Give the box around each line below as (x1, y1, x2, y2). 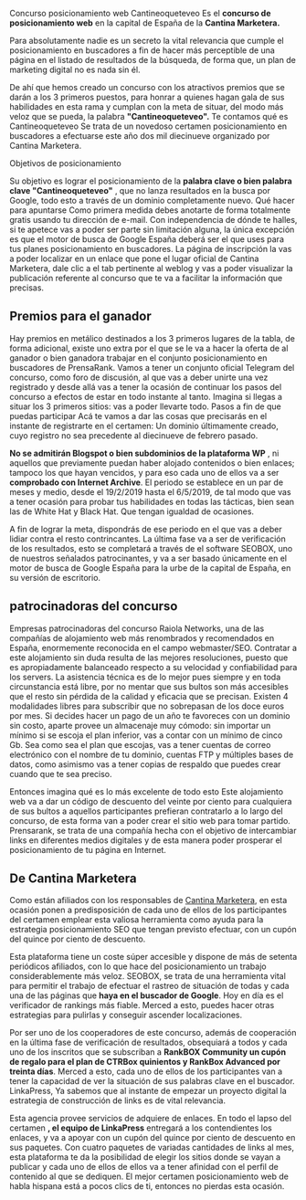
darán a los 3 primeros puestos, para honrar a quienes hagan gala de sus (9, 91, 285, 102)
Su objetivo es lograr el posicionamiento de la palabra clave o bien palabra (9, 175, 292, 186)
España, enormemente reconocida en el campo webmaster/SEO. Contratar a (9, 642, 298, 653)
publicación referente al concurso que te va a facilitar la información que (9, 273, 283, 283)
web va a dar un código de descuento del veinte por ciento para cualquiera (9, 795, 292, 806)
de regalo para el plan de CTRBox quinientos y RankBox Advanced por (9, 1057, 281, 1068)
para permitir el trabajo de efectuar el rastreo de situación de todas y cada (9, 981, 290, 992)
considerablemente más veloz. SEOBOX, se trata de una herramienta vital (9, 971, 286, 982)
